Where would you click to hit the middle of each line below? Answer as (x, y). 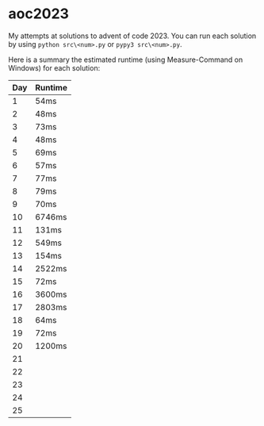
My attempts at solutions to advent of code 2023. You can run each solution (132, 36)
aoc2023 (39, 14)
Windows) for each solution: (54, 67)
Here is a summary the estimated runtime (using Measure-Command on (126, 59)
